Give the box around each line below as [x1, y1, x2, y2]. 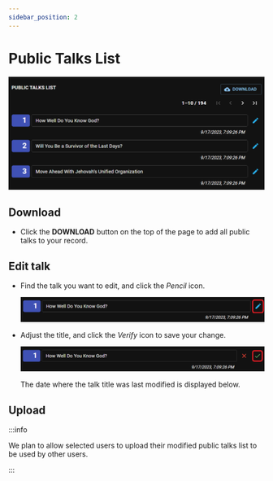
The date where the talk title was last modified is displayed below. [19, 379, 241, 390]
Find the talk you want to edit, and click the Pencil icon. [19, 281, 206, 291]
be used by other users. [8, 448, 89, 459]
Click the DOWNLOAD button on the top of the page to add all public [19, 227, 250, 237]
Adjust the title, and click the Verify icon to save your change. [19, 330, 226, 340]
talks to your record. [19, 236, 89, 246]
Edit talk [8, 259, 51, 273]
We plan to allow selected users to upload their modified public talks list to [8, 440, 258, 450]
